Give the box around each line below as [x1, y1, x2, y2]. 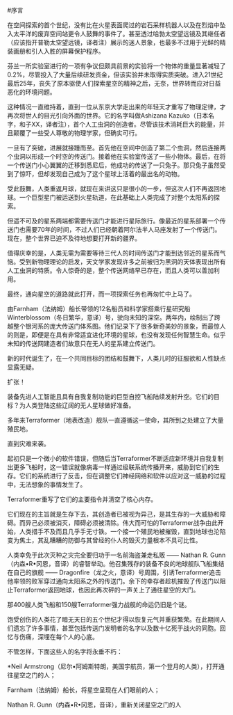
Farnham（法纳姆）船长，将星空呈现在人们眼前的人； [7, 686, 160, 694]
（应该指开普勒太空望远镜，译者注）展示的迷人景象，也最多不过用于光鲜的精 [7, 38, 226, 47]
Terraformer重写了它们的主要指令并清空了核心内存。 [7, 495, 157, 503]
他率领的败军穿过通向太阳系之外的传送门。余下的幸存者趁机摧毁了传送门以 [7, 577, 220, 585]
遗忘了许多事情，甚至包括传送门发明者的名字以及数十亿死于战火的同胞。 [12, 624, 220, 632]
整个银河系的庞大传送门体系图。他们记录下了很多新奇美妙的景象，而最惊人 [12, 322, 226, 330]
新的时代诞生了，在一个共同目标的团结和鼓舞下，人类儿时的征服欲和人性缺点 [7, 354, 226, 362]
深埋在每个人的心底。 [37, 633, 98, 641]
